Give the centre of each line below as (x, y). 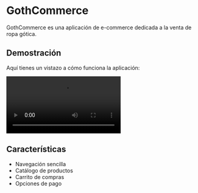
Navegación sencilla (41, 164)
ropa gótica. (21, 33)
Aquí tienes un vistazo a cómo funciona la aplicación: (73, 68)
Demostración (34, 53)
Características (36, 149)
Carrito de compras (40, 177)
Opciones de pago (38, 183)
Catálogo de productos (44, 170)
